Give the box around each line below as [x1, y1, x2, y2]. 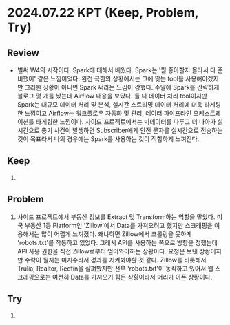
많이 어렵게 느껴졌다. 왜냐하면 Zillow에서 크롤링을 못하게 [41, 229, 192, 238]
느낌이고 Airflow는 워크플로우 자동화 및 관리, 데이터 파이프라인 [24, 109, 192, 117]
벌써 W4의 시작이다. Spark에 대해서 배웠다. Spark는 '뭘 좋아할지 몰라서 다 [17, 66, 216, 74]
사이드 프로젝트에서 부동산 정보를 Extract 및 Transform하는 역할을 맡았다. [17, 212, 216, 221]
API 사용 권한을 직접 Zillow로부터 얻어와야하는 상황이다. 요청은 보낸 [17, 247, 198, 255]
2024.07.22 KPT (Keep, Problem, [7, 5, 198, 21]
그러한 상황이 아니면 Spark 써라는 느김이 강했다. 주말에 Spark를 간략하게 [24, 83, 220, 91]
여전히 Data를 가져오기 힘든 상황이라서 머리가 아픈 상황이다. [52, 273, 213, 281]
